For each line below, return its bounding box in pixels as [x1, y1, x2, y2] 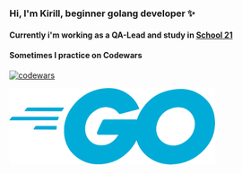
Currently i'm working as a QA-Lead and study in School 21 [9, 30, 233, 40]
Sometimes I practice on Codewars [9, 50, 143, 61]
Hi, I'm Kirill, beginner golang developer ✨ [9, 7, 195, 20]
